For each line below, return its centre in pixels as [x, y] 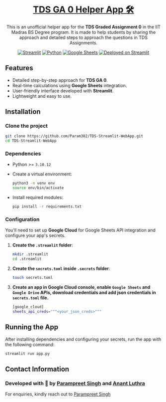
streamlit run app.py [28, 354]
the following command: [30, 344]
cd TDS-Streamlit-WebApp [31, 141]
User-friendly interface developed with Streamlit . [63, 91]
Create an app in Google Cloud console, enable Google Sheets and [81, 287]
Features [19, 68]
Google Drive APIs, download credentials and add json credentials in [84, 293]
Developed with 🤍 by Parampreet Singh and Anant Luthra [75, 383]
